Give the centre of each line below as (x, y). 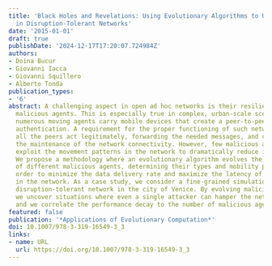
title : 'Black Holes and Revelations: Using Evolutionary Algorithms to (134, 16)
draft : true (28, 39)
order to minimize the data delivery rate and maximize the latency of (139, 174)
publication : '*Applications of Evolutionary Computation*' (112, 220)
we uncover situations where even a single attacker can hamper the (134, 197)
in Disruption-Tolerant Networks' (74, 24)
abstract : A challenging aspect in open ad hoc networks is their (123, 106)
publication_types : (41, 91)
